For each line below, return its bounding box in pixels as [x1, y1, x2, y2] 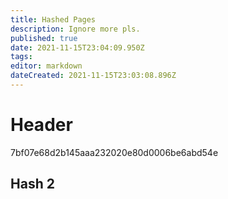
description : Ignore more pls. [10, 24, 141, 34]
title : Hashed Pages [10, 14, 97, 25]
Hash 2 [10, 176, 55, 193]
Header [10, 114, 73, 136]
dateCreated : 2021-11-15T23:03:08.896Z [10, 71, 177, 81]
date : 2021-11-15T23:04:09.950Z [10, 42, 145, 53]
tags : [10, 52, 33, 62]
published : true [10, 33, 78, 43]
